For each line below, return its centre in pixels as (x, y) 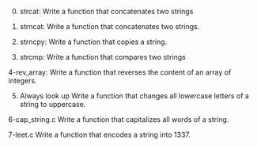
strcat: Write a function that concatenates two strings (106, 11)
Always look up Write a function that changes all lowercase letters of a (134, 96)
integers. (23, 81)
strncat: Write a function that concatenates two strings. (110, 26)
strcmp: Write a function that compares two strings (102, 57)
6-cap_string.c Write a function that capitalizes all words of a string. (119, 119)
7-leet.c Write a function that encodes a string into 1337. (100, 134)
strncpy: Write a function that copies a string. (93, 42)
